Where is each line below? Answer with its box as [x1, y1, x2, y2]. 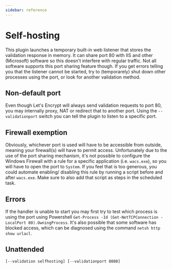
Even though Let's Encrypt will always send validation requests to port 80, [5, 102, 162, 108]
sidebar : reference [5, 7, 47, 13]
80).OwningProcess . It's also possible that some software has [28, 219, 157, 225]
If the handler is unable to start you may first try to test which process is [5, 208, 158, 215]
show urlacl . [5, 230, 32, 236]
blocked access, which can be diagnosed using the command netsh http [5, 225, 161, 231]
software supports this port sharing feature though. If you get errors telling [5, 63, 163, 69]
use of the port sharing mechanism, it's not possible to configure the [5, 152, 150, 159]
